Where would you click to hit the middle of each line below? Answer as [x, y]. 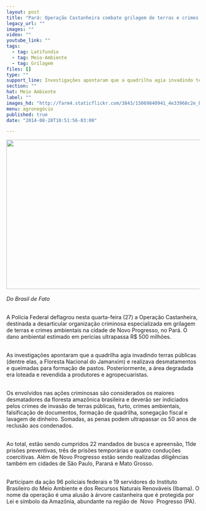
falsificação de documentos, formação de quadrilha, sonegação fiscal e [97, 413]
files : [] [19, 69]
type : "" [17, 75]
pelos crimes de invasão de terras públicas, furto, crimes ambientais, [93, 406]
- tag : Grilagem [32, 63]
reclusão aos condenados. [40, 426]
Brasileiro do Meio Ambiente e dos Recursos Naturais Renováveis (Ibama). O [103, 488]
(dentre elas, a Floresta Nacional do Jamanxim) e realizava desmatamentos [101, 361]
